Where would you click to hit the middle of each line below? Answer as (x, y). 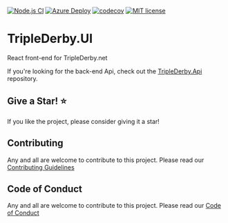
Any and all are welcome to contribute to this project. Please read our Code (114, 206)
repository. (22, 78)
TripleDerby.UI (50, 39)
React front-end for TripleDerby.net (57, 57)
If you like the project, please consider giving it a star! (84, 121)
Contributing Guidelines (41, 167)
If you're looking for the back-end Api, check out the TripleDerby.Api (105, 71)
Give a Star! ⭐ (37, 101)
